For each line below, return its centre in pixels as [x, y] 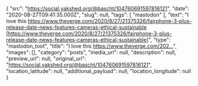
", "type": [159, 40]
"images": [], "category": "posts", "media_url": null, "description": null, [91, 52]
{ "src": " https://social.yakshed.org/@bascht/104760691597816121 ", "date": [98, 9]
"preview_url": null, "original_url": [46, 59]
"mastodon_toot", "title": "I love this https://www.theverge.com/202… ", [91, 46]
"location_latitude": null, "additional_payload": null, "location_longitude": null [99, 71]
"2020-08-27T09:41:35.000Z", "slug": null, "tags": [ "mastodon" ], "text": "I [98, 15]
